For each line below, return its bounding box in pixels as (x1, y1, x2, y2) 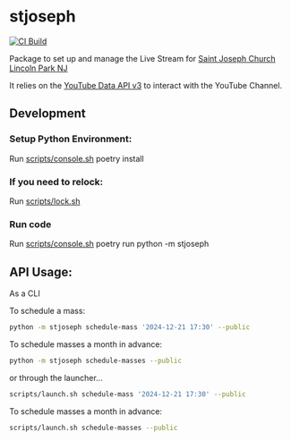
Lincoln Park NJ (9, 63, 69, 73)
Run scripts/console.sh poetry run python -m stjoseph (9, 239, 210, 250)
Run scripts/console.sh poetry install (9, 153, 145, 164)
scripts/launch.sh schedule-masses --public (9, 423, 178, 432)
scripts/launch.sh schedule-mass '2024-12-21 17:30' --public (9, 389, 246, 399)
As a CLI (9, 288, 40, 299)
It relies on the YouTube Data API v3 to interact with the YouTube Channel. (9, 80, 283, 90)
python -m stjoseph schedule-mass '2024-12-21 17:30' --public (9, 323, 251, 332)
